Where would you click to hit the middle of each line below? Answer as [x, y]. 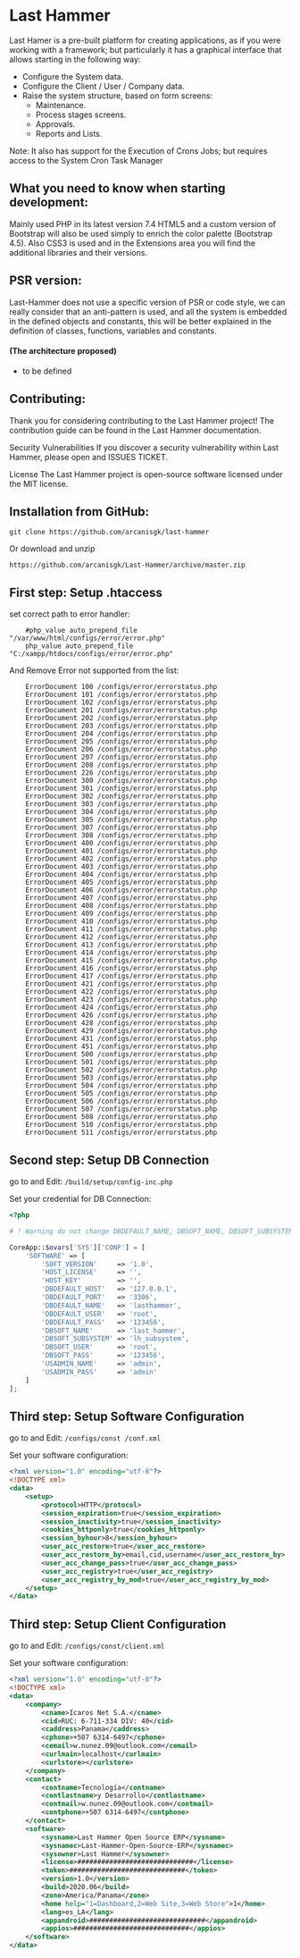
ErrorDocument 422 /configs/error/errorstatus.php [121, 992]
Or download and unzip [52, 549]
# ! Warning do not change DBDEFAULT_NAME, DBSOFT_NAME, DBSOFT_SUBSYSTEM [151, 1231]
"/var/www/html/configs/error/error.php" [87, 639]
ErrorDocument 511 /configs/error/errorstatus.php [121, 1133]
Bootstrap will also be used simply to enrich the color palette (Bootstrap [141, 233]
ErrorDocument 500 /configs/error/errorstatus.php [121, 1055]
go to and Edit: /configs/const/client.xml [87, 1646]
